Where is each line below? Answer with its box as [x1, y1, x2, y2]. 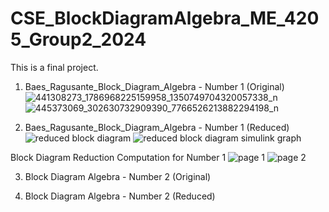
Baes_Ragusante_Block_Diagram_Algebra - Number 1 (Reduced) [24, 121, 290, 133]
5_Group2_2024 [10, 28, 147, 51]
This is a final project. [10, 61, 99, 73]
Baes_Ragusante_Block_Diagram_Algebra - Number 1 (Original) [24, 80, 285, 92]
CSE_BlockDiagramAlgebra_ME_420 [10, 7, 320, 30]
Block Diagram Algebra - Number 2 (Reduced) [24, 190, 216, 202]
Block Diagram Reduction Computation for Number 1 [10, 151, 227, 163]
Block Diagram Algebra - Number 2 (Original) [24, 170, 212, 182]
